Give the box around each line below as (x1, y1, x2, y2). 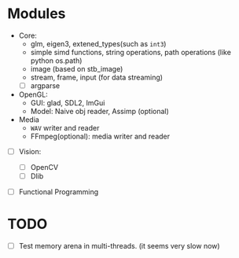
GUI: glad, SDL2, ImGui (30, 98, 105, 107)
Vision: (18, 147, 42, 156)
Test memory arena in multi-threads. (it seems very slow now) (18, 241, 221, 251)
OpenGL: (18, 90, 48, 99)
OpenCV (30, 163, 59, 172)
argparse (30, 80, 61, 90)
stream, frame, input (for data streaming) (30, 72, 163, 82)
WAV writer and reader (30, 123, 100, 132)
